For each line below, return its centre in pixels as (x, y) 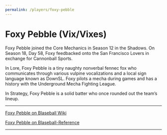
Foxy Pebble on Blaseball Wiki (36, 113)
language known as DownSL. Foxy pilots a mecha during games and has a (81, 78)
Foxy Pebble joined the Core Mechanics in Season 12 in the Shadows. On (80, 48)
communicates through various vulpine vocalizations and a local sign (76, 73)
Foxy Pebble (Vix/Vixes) (56, 34)
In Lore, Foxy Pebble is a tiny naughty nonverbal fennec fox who (71, 68)
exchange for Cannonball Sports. (39, 58)
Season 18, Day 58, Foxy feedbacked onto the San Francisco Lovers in (77, 53)
